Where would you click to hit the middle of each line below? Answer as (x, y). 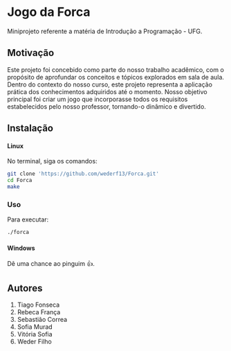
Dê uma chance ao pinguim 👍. (51, 264)
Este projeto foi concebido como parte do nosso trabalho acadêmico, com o (116, 69)
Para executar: (28, 219)
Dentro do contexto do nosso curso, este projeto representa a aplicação (110, 84)
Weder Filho (34, 342)
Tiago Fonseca (38, 305)
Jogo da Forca (49, 12)
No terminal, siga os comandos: (53, 161)
